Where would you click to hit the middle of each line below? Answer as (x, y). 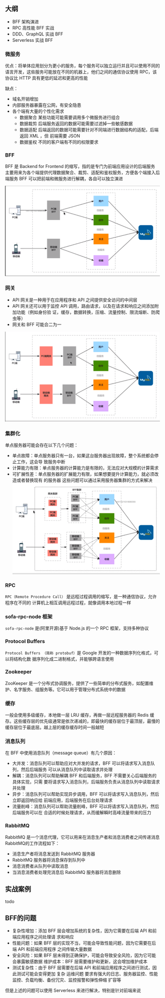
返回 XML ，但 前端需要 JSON (50, 136)
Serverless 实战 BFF (32, 40)
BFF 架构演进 (26, 22)
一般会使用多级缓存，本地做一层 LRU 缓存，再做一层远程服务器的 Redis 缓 (80, 715)
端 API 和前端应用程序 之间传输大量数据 (52, 949)
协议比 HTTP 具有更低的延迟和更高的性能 (47, 78)
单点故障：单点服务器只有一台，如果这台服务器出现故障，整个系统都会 (83, 456)
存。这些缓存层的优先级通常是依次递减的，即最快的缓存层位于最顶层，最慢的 (82, 721)
